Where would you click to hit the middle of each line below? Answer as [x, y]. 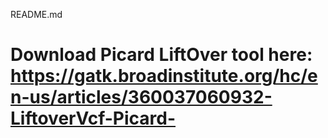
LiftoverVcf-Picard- [93, 118]
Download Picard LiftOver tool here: [161, 55]
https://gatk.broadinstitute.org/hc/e [164, 76]
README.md [36, 14]
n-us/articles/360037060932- [141, 97]
